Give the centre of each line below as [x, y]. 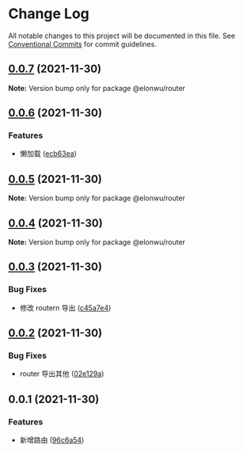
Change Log [49, 14]
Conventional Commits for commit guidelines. [82, 44]
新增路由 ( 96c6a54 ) [52, 440]
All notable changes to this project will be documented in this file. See [122, 36]
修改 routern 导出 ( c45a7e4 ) [65, 308]
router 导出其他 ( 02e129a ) [62, 374]
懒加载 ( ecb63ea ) [48, 154]
